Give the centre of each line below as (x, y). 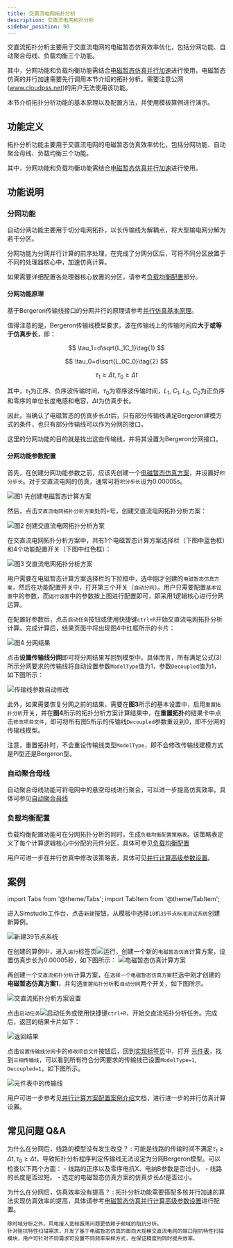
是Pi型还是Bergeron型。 (42, 753)
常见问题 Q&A (37, 1130)
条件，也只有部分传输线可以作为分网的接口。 (83, 424)
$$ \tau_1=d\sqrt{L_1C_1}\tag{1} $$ (116, 348)
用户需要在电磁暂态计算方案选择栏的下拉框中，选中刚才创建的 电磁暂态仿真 (111, 578)
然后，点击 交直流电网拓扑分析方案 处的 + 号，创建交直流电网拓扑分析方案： (107, 511)
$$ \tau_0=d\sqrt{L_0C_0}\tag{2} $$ (116, 361)
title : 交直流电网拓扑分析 (42, 14)
